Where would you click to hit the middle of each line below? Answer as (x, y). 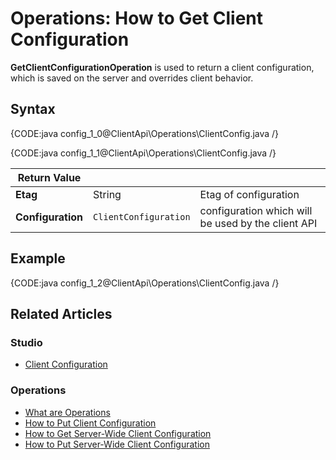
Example (38, 258)
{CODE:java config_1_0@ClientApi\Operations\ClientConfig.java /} (145, 133)
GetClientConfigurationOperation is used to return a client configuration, (162, 67)
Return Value (49, 177)
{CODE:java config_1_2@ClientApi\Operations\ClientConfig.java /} (145, 283)
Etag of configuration (249, 194)
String (107, 194)
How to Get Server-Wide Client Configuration (118, 433)
